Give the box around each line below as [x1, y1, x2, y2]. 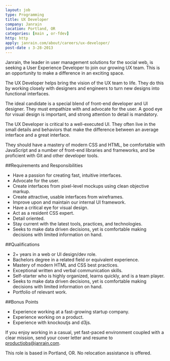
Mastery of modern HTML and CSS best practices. [12, 262, 119, 268]
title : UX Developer [5, 17, 49, 22]
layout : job [5, 7, 30, 13]
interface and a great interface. [5, 132, 71, 138]
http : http [5, 36, 28, 41]
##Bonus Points [5, 299, 39, 305]
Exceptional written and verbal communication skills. [12, 267, 123, 273]
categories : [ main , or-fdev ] [5, 31, 70, 36]
